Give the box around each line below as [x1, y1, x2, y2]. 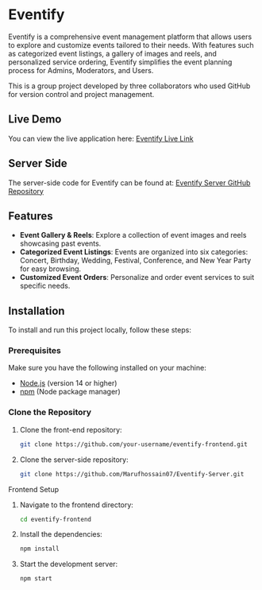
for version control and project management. [8, 89, 155, 99]
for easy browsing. [19, 264, 82, 274]
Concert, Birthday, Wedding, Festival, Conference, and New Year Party [19, 256, 252, 266]
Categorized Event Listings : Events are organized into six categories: [19, 247, 249, 257]
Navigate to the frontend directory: [19, 499, 133, 510]
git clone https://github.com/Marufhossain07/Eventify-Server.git [19, 470, 245, 478]
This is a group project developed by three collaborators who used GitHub [8, 81, 251, 91]
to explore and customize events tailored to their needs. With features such [8, 40, 254, 49]
